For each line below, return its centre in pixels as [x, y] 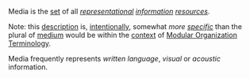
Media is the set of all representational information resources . [109, 11]
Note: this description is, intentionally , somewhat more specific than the [125, 26]
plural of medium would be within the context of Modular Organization [123, 35]
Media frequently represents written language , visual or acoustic [114, 59]
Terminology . [30, 43]
